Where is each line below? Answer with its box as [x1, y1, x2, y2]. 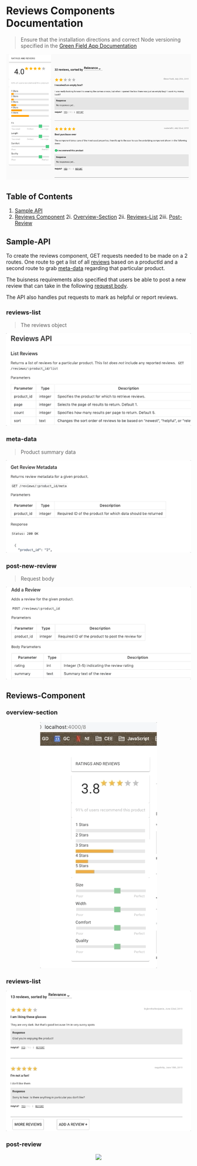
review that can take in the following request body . [6, 282, 128, 289]
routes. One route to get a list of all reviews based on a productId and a [6, 258, 178, 265]
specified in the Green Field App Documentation [20, 42, 137, 49]
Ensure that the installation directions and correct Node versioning [20, 36, 181, 43]
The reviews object [20, 322, 67, 329]
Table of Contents [6, 191, 73, 201]
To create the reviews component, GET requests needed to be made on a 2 [6, 252, 188, 260]
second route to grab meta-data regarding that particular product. [6, 265, 165, 272]
